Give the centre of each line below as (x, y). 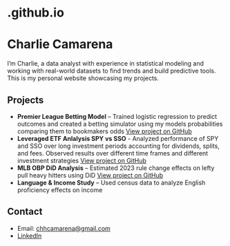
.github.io (36, 13)
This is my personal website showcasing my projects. (83, 78)
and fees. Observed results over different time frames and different (113, 153)
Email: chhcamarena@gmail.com (64, 228)
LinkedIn (29, 236)
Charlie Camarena (60, 45)
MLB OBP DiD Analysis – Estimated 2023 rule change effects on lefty (116, 168)
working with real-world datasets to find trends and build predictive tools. (112, 71)
